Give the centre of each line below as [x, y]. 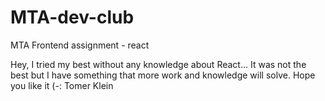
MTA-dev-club [72, 17]
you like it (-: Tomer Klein [62, 85]
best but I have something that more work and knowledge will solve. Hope [163, 75]
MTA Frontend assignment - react [80, 45]
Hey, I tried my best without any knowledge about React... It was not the [158, 64]
